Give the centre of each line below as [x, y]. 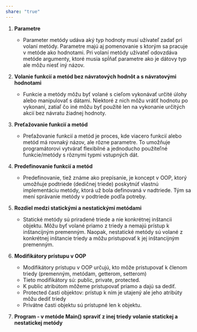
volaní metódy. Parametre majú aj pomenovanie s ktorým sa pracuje [105, 46]
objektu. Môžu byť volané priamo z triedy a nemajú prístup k [96, 226]
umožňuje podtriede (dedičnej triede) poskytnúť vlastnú [91, 184]
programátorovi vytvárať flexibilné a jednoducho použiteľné [95, 148]
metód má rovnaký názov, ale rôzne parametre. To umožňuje [96, 142]
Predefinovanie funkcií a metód [53, 166]
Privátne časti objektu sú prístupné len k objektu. [82, 305]
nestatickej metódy [38, 323]
